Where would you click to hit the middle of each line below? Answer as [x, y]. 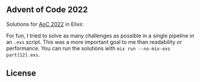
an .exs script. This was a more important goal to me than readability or [94, 42]
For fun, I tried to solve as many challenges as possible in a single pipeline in [100, 36]
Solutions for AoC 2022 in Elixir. [45, 24]
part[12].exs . [23, 54]
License [21, 73]
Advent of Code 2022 [47, 10]
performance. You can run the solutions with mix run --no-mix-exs [88, 48]
